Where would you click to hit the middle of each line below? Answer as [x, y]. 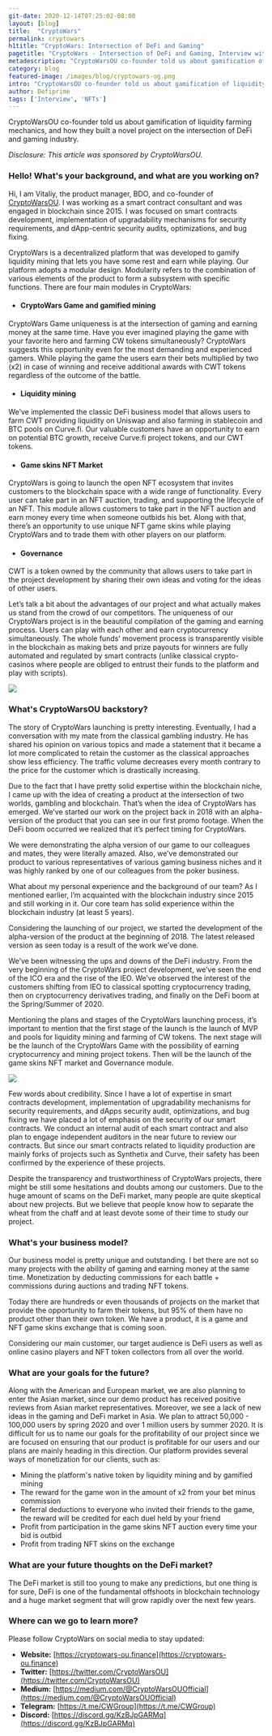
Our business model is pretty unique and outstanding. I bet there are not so [134, 1260]
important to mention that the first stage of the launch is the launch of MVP [133, 1028]
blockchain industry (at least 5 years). [71, 912]
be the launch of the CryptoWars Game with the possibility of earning [124, 1045]
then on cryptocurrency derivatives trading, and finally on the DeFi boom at [134, 995]
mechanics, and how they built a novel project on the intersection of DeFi [130, 131]
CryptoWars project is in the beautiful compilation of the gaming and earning [136, 621]
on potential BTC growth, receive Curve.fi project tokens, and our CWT [126, 437]
